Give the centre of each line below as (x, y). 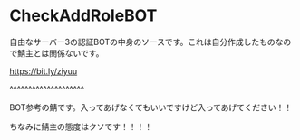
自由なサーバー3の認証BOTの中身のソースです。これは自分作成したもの (142, 42)
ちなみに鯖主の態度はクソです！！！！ (81, 126)
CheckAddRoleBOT (83, 16)
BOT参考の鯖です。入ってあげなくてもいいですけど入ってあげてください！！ (151, 107)
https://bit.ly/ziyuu (44, 71)
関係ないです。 (76, 53)
